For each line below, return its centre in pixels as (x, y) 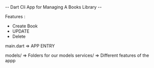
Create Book (25, 26)
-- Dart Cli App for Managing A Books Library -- (54, 7)
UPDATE (21, 31)
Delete (19, 36)
